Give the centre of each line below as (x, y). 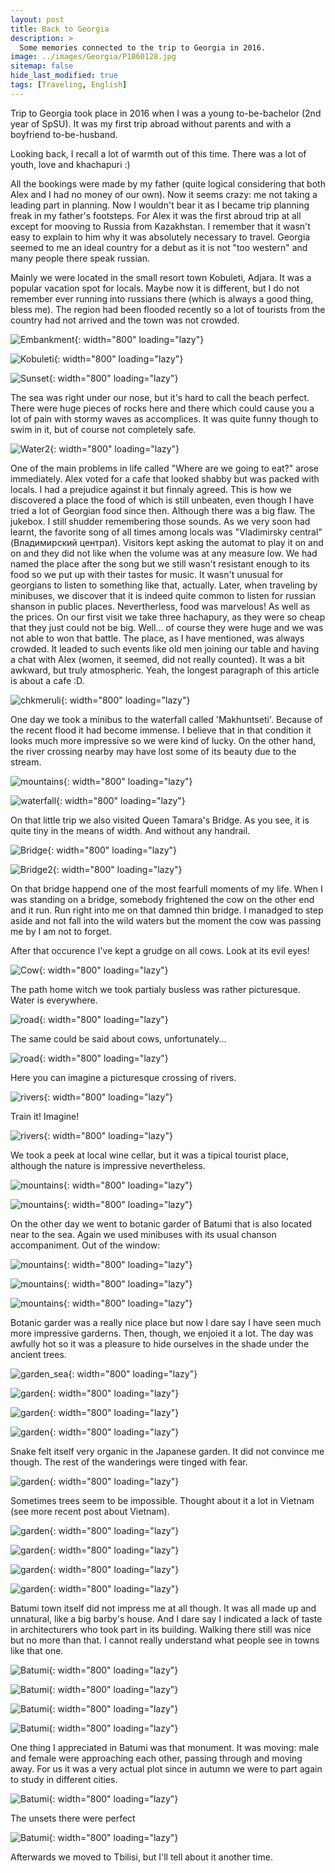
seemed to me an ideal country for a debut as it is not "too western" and (159, 247)
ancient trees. (38, 1354)
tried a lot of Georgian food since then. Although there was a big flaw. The (163, 510)
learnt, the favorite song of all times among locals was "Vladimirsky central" (166, 532)
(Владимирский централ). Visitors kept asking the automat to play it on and (167, 542)
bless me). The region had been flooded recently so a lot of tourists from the (168, 309)
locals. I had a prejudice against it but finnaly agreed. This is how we (151, 489)
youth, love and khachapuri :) (70, 164)
